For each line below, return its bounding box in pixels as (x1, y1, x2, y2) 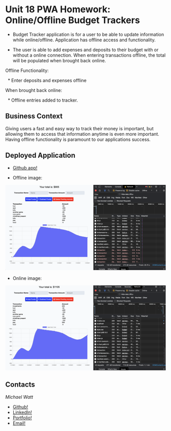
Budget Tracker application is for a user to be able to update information (12, 31, 164, 37)
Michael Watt (5, 394, 34, 400)
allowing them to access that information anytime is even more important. (5, 131, 159, 137)
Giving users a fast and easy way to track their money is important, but (5, 125, 154, 131)
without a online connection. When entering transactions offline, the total (12, 52, 166, 58)
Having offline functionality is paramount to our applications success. (5, 136, 151, 142)
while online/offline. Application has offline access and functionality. (12, 37, 156, 43)
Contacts (5, 380, 36, 389)
